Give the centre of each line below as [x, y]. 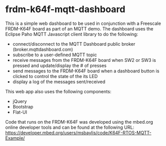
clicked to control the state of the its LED [55, 76]
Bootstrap [23, 106]
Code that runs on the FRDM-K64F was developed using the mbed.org [79, 122]
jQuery [20, 101]
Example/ [15, 138]
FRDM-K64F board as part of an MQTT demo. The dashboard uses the [79, 28]
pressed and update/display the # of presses [59, 65]
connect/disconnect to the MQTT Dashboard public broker [74, 44]
